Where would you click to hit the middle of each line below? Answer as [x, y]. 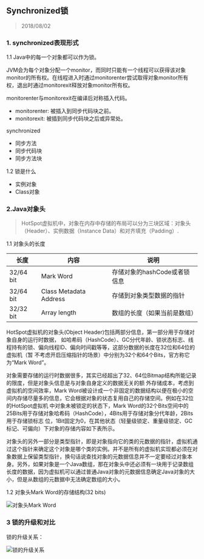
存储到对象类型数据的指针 [148, 296]
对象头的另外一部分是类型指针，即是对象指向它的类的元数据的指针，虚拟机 [99, 441]
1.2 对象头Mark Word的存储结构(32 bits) [56, 492]
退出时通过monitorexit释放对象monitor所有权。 [75, 85]
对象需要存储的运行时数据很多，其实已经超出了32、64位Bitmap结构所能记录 [101, 376]
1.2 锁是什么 [21, 171]
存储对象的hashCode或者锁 [151, 272]
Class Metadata [63, 291]
